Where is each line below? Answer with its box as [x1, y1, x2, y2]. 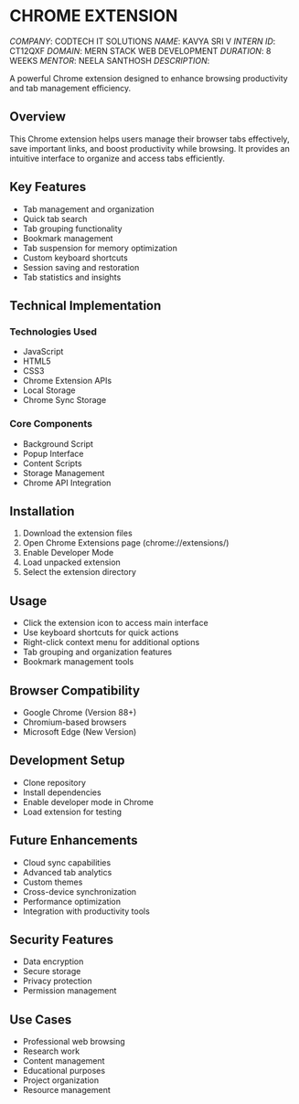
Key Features [9, 179, 87, 195]
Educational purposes [22, 1066, 106, 1077]
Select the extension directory [22, 567, 137, 578]
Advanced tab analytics [22, 866, 112, 877]
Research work [22, 1046, 80, 1056]
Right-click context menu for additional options [22, 637, 200, 648]
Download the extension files [22, 527, 133, 539]
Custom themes [22, 876, 83, 887]
